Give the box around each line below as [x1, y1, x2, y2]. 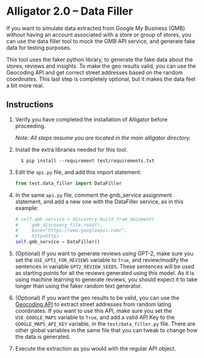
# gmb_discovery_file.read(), [15, 222, 103, 228]
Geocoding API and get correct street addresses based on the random [6, 68, 183, 76]
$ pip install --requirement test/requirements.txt [21, 158, 155, 164]
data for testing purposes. [6, 44, 72, 51]
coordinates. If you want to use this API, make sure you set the [15, 307, 172, 314]
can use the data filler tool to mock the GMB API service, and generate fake [6, 37, 195, 45]
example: [15, 204, 38, 211]
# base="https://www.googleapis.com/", [15, 227, 128, 233]
